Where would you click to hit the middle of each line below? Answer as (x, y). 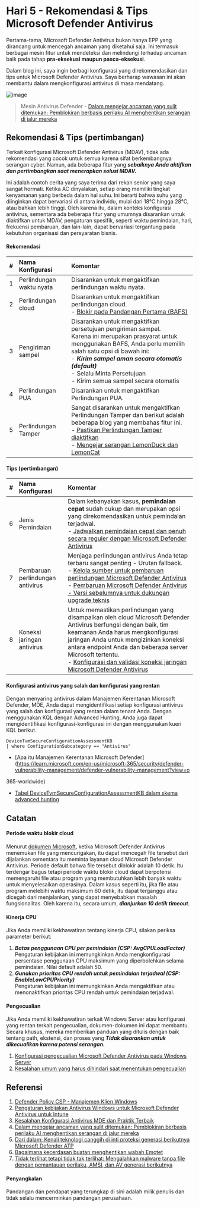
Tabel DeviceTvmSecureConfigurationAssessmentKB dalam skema (96, 793)
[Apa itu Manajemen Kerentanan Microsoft (66, 757)
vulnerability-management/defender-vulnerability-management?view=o (102, 770)
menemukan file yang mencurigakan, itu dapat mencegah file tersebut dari (97, 852)
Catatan (21, 818)
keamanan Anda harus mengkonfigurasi (123, 632)
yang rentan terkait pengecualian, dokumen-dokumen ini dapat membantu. (98, 1026)
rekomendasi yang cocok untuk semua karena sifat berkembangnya (89, 158)
